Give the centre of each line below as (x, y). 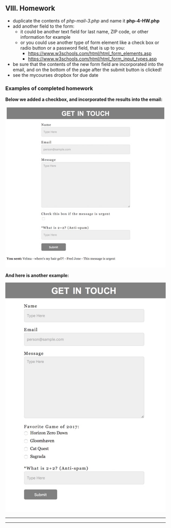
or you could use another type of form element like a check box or (90, 42)
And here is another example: (37, 276)
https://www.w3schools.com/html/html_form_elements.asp (90, 53)
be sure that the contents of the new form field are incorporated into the (88, 64)
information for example (45, 37)
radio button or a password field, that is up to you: (73, 48)
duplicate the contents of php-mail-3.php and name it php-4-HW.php (86, 20)
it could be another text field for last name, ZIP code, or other (84, 31)
